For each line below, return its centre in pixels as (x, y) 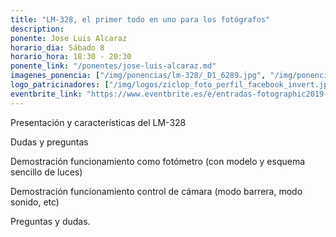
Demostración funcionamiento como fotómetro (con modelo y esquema (158, 161)
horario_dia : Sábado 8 (57, 47)
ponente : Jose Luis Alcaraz (69, 38)
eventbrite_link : (46, 94)
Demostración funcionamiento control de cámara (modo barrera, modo (156, 191)
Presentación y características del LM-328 (98, 122)
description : (37, 29)
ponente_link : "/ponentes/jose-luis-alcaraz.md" (113, 66)
